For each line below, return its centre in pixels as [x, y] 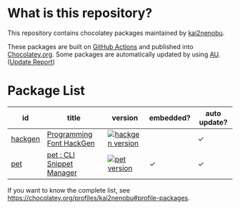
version [125, 118]
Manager [62, 173]
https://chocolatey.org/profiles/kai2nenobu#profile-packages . [99, 198]
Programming [70, 134]
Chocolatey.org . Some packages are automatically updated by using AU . [114, 54]
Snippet [60, 163]
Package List [46, 91]
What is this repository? [80, 13]
